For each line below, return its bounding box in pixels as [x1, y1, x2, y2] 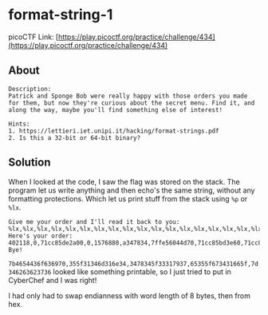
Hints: [8, 120, 30, 128]
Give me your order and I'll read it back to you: [8, 217, 180, 225]
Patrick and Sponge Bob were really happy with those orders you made [8, 92, 248, 100]
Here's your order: [8, 232, 73, 240]
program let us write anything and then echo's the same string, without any [8, 185, 255, 195]
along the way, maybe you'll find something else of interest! [8, 106, 223, 114]
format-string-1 [8, 6, 113, 24]
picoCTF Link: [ [8, 32, 59, 42]
